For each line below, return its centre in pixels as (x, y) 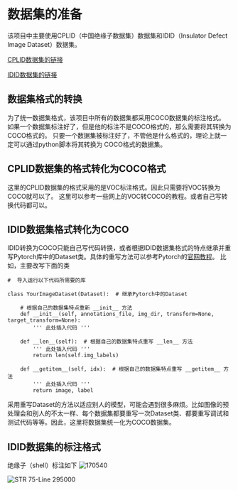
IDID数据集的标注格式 (54, 447)
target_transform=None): (44, 320)
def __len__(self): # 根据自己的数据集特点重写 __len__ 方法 (107, 342)
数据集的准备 (45, 15)
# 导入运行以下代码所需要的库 (47, 281)
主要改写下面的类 (44, 266)
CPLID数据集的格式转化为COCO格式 (87, 169)
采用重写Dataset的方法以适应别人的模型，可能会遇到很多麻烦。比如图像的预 (118, 405)
